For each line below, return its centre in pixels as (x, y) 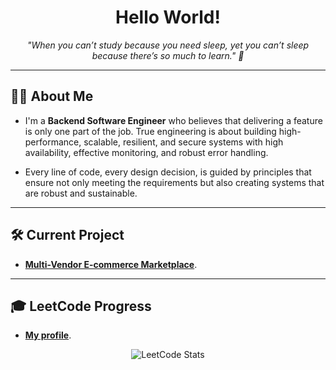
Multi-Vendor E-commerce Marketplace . (111, 264)
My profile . (48, 335)
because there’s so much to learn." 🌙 (168, 55)
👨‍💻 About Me (52, 96)
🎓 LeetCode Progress (81, 306)
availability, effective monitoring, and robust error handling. (146, 152)
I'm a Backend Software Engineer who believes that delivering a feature (173, 120)
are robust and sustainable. (81, 193)
